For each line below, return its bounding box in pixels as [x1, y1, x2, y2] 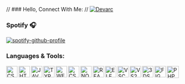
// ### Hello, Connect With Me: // [6, 6, 89, 13]
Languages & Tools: [6, 52, 65, 60]
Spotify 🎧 [6, 21, 37, 29]
